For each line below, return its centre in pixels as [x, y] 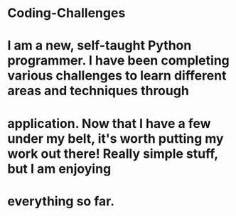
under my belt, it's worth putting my [116, 138]
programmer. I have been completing [118, 61]
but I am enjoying [59, 169]
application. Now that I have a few [109, 123]
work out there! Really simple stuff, [113, 153]
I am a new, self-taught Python [100, 46]
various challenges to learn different [117, 76]
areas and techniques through [98, 91]
